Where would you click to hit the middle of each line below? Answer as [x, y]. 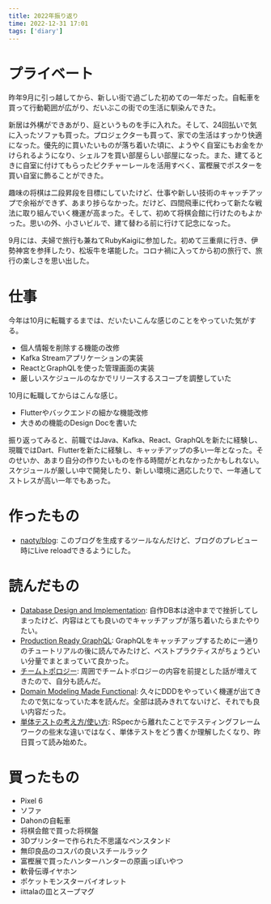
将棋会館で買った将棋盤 [59, 831]
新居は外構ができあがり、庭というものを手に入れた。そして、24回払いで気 [133, 125]
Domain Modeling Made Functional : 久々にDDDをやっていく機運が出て [137, 692]
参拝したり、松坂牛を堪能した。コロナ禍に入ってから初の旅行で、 [146, 251]
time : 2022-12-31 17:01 [49, 24]
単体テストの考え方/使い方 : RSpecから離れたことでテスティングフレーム [140, 722]
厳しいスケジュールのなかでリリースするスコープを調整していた [126, 379]
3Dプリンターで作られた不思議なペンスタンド [95, 841]
